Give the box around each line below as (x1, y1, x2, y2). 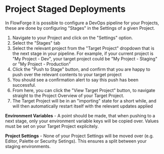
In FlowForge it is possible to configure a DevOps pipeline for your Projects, (5, 20, 160, 26)
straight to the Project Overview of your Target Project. (12, 93, 125, 99)
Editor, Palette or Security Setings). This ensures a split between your (5, 138, 147, 144)
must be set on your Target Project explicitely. (5, 123, 99, 129)
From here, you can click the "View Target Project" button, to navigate (12, 87, 156, 93)
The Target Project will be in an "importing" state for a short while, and (12, 98, 157, 103)
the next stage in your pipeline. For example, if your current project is (12, 51, 154, 56)
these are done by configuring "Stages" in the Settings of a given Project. (5, 25, 155, 31)
